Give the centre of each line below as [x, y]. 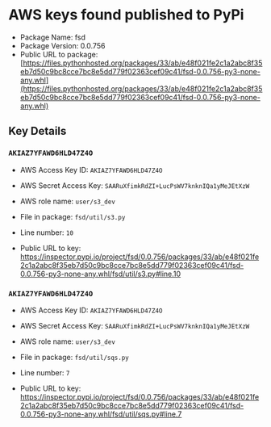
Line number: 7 [45, 372]
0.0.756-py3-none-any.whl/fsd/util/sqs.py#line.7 [101, 414]
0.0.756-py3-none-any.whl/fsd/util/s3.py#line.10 [100, 274]
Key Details [38, 131]
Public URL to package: [59, 54]
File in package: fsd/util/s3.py [73, 216]
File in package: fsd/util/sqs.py [74, 357]
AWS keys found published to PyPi [126, 15]
